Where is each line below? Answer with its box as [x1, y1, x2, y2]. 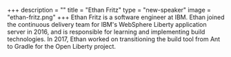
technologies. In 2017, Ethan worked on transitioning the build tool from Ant [7, 35, 221, 43]
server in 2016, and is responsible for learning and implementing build [7, 27, 205, 36]
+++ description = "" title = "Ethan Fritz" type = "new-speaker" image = [7, 6, 212, 14]
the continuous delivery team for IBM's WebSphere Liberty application [7, 21, 207, 28]
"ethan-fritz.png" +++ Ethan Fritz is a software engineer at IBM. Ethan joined [7, 13, 225, 21]
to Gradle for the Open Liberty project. [7, 43, 116, 50]
